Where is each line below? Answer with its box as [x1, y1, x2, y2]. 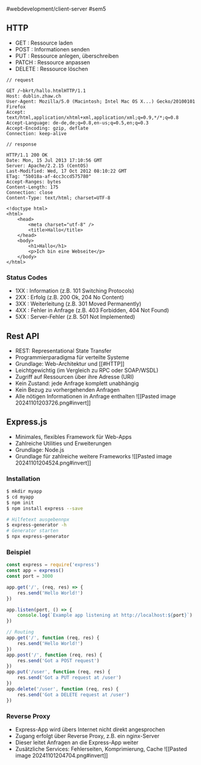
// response [6, 141, 37, 147]
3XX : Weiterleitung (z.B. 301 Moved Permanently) [15, 300, 142, 308]
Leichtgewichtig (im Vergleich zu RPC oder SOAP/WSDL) [15, 367, 159, 374]
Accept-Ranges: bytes [6, 179, 62, 185]
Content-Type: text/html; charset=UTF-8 [6, 195, 111, 201]
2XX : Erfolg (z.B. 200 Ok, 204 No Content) [15, 294, 124, 301]
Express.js [6, 417, 48, 427]
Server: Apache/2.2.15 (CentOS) [6, 162, 89, 169]
